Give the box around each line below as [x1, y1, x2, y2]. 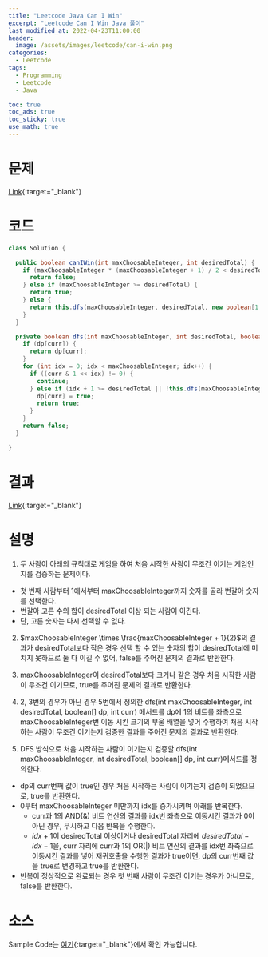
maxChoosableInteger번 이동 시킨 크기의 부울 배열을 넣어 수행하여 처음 [19, 717, 243, 727]
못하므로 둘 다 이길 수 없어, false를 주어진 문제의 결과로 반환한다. [34, 653, 235, 663]
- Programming [15, 71, 62, 79]
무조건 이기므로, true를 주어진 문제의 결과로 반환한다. [28, 679, 193, 689]
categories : [8, 49, 48, 57]
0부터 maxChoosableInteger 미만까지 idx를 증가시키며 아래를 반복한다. [19, 801, 243, 811]
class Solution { [8, 244, 66, 252]
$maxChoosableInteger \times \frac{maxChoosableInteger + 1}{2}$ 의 [19, 633, 248, 643]
